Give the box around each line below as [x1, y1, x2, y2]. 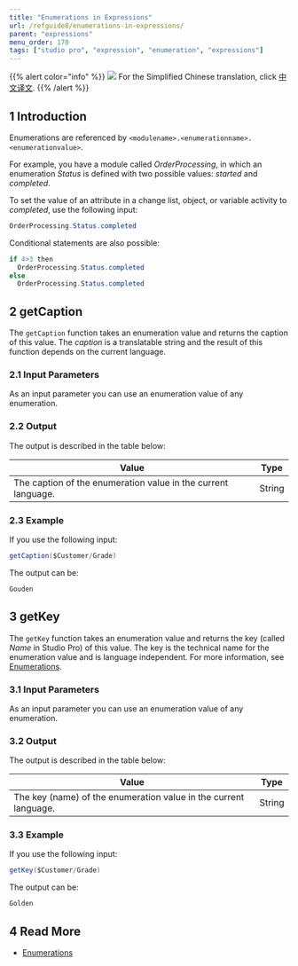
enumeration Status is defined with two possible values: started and [9, 168, 258, 178]
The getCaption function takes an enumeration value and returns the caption [9, 327, 288, 338]
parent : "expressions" [9, 29, 93, 38]
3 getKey [9, 609, 60, 624]
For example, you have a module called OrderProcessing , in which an [9, 159, 263, 169]
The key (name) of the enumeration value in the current [13, 791, 245, 804]
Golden [9, 899, 34, 908]
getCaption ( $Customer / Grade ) [9, 552, 117, 561]
